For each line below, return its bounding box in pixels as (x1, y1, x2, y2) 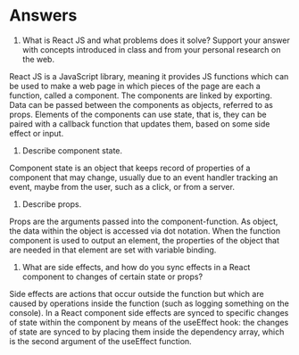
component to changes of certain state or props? (21, 271, 203, 282)
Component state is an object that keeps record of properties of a (9, 162, 251, 173)
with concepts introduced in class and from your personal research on (21, 44, 281, 54)
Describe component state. (21, 144, 123, 156)
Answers (9, 5, 78, 26)
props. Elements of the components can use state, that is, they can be (9, 109, 267, 120)
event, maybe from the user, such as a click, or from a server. (9, 181, 235, 192)
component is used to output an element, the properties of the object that (9, 235, 279, 245)
